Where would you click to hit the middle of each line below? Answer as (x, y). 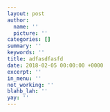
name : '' (26, 26)
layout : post (26, 14)
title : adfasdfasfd (35, 59)
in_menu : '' (24, 78)
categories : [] (29, 40)
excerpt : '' (24, 72)
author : (18, 20)
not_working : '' (30, 85)
